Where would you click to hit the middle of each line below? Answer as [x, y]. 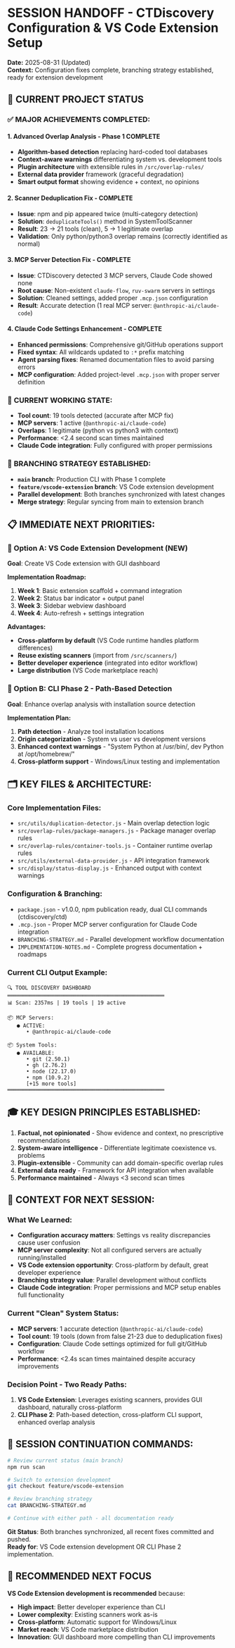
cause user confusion [49, 1243]
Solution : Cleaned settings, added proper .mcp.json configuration [113, 298]
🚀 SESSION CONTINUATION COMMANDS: [100, 1444]
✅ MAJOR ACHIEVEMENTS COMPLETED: [79, 120]
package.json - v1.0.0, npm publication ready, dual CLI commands [112, 909]
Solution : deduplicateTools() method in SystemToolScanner [105, 221]
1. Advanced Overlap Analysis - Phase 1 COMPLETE [84, 136]
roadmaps [32, 954]
